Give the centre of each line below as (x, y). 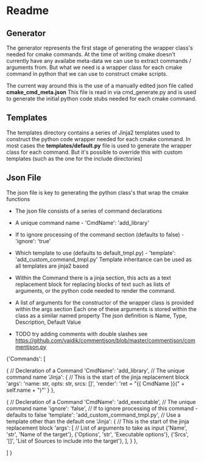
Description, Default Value (48, 322)
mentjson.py (31, 346)
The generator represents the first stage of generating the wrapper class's (100, 48)
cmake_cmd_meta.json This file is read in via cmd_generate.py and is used (101, 92)
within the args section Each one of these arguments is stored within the (106, 309)
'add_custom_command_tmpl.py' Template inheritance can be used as (103, 259)
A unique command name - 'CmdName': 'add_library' (82, 222)
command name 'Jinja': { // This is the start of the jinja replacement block (98, 377)
